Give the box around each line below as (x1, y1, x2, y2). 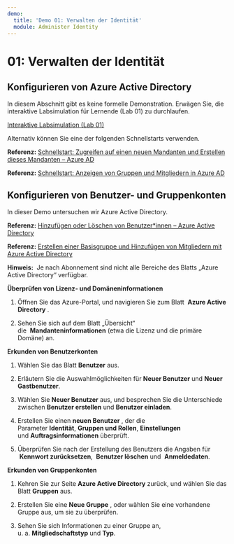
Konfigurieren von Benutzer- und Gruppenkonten (7, 189, 226, 201)
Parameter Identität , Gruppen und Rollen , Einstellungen (17, 424, 182, 433)
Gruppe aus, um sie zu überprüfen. (17, 508, 119, 517)
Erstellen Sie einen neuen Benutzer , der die (17, 417, 145, 425)
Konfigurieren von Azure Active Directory (7, 81, 192, 93)
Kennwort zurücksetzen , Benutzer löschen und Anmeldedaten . (19, 452, 211, 461)
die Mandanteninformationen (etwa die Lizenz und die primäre (17, 326, 203, 335)
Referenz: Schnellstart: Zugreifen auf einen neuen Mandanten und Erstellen (7, 148, 226, 156)
